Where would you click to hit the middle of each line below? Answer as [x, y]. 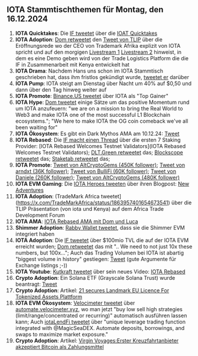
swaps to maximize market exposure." [62, 334]
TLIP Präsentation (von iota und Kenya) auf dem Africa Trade [90, 208]
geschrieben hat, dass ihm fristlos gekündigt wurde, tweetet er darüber [102, 77]
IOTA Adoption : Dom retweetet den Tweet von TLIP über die [89, 39]
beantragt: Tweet [36, 284]
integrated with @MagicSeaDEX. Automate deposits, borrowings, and [100, 328]
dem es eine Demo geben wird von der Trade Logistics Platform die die [102, 58]
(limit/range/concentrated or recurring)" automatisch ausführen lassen [101, 315]
